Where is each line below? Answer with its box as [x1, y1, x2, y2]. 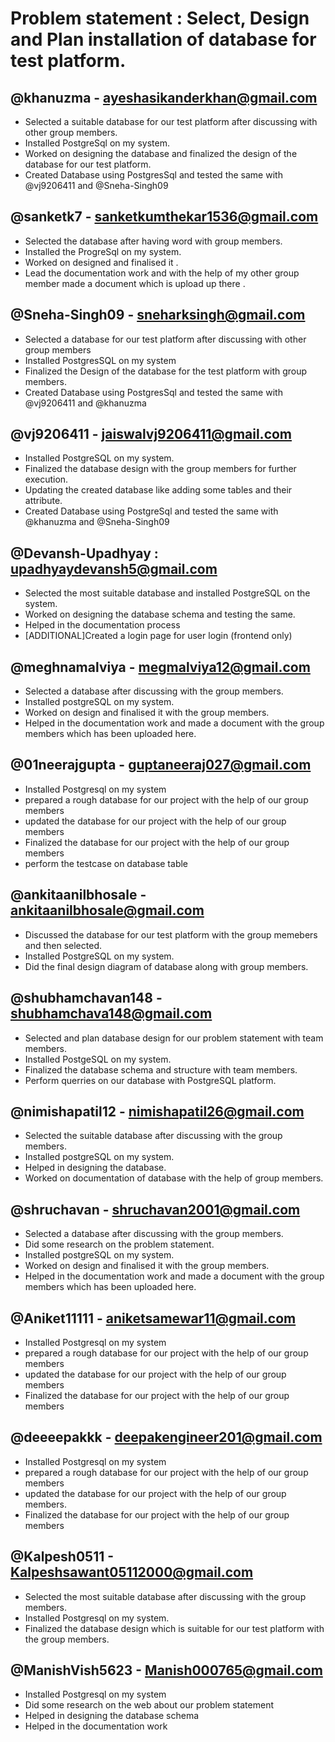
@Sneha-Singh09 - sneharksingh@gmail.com [10, 307, 306, 324]
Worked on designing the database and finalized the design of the [24, 148, 298, 159]
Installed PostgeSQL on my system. [24, 1053, 172, 1065]
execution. [24, 473, 69, 486]
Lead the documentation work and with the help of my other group [24, 267, 300, 279]
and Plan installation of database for [10, 28, 317, 51]
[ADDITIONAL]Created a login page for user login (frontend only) [24, 630, 293, 642]
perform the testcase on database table [24, 857, 188, 869]
